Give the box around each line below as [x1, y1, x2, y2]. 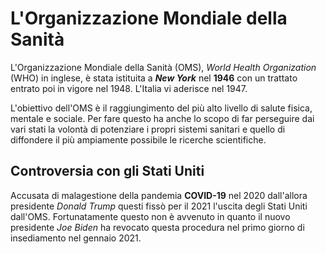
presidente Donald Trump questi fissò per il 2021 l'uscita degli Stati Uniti [10, 200, 308, 212]
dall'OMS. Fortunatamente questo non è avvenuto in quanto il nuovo [10, 210, 291, 222]
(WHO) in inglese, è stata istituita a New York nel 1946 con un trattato [10, 72, 298, 84]
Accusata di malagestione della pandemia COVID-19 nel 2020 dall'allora [10, 189, 308, 201]
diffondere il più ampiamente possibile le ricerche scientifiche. [10, 133, 267, 146]
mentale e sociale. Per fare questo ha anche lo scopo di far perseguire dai [10, 112, 315, 124]
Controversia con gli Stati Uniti [10, 163, 205, 180]
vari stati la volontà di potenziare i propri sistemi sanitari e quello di [10, 123, 286, 135]
